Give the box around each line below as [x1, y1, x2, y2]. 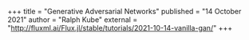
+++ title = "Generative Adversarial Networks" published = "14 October [7, 7, 242, 16]
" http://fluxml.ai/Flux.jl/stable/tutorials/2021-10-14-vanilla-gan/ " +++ [7, 24, 233, 32]
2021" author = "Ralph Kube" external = [7, 15, 138, 24]
